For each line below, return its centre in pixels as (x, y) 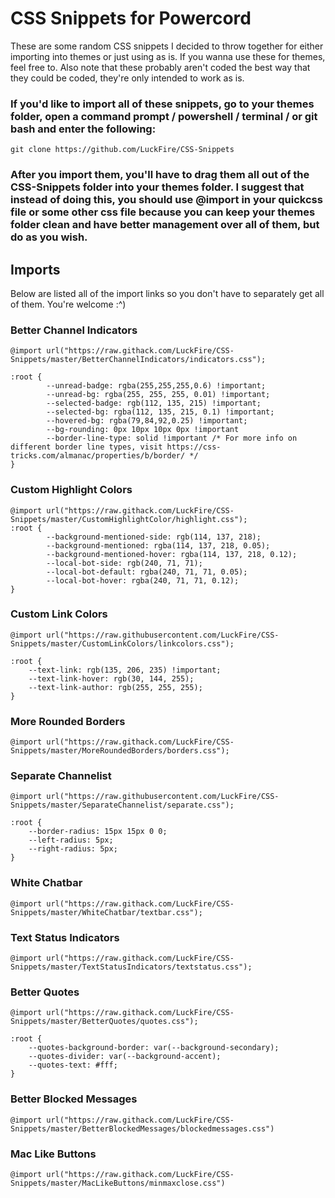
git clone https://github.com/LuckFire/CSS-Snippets (122, 150)
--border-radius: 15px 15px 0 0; (98, 832)
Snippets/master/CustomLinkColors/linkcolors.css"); (122, 643)
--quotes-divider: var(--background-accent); (125, 1057)
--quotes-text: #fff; (73, 1065)
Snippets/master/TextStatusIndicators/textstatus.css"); (131, 967)
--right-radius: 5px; (73, 849)
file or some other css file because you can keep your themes (163, 212)
